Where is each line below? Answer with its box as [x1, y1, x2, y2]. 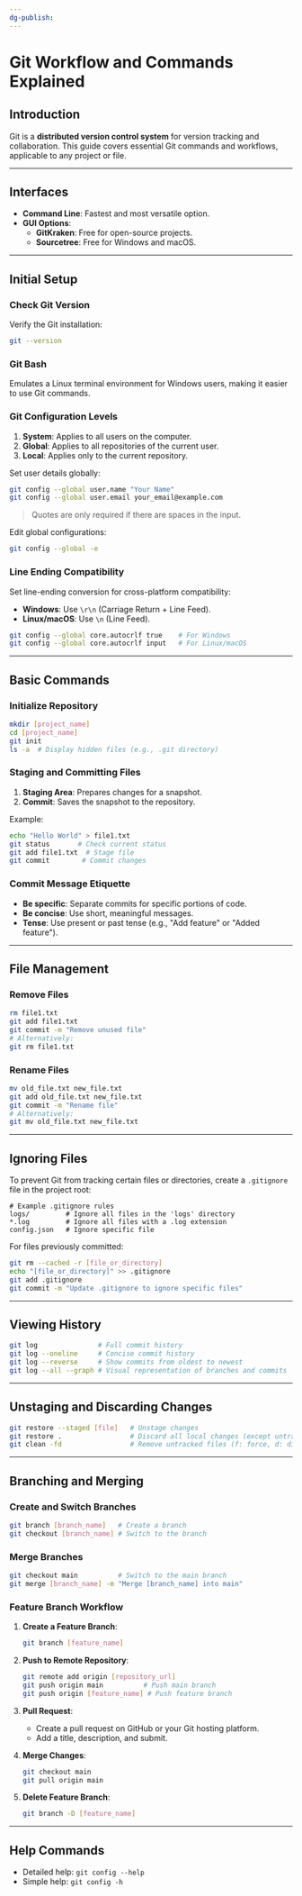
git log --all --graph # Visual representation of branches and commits [9, 1366, 288, 1375]
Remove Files [9, 988, 69, 1001]
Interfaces [9, 185, 69, 200]
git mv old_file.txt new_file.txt [9, 1118, 139, 1127]
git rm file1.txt [9, 1042, 75, 1051]
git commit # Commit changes [9, 857, 147, 866]
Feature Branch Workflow [9, 1601, 124, 1613]
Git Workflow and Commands [9, 51, 234, 72]
